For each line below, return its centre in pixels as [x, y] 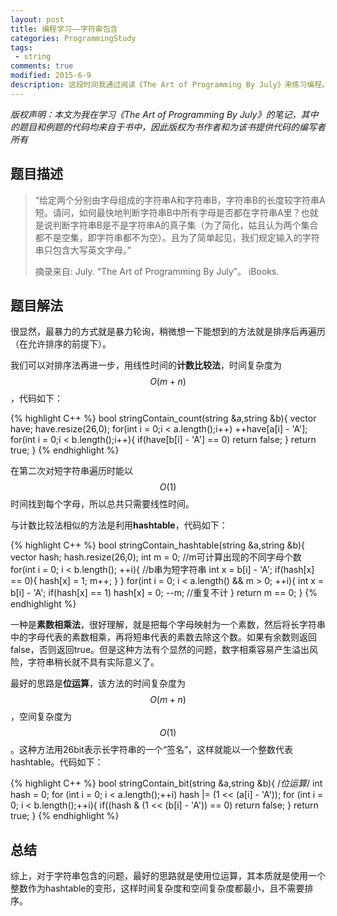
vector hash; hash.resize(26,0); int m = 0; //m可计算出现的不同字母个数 [156, 557]
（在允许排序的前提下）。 [61, 344]
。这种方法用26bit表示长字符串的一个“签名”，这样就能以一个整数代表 [152, 750]
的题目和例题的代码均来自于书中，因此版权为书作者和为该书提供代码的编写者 [168, 127]
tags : [21, 47]
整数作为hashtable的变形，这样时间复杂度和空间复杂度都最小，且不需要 [157, 888]
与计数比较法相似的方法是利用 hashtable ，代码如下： [119, 525]
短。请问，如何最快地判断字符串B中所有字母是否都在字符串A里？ [168, 212]
